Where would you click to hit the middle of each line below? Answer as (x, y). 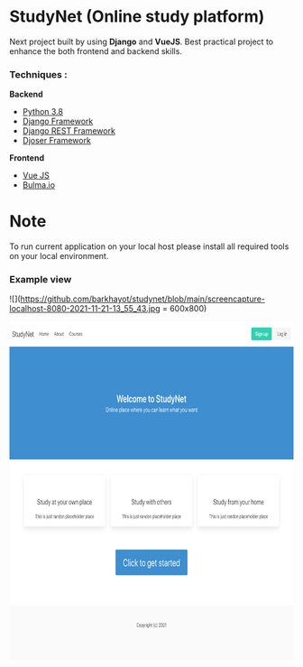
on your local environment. (59, 256)
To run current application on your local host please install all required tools (149, 246)
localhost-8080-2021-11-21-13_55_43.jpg (85, 309)
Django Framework (58, 121)
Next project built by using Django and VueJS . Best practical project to (141, 42)
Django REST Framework (69, 131)
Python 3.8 (42, 112)
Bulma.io (39, 185)
